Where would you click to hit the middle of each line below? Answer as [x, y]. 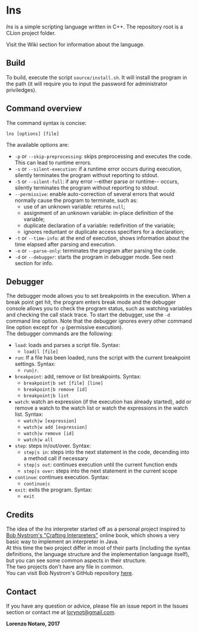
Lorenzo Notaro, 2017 [33, 624]
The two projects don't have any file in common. [65, 567]
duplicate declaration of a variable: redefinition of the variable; [99, 225]
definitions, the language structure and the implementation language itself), [98, 554]
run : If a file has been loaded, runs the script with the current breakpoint [103, 358]
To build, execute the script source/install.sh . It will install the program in [97, 77]
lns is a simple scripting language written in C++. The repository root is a [95, 27]
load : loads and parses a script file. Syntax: [67, 345]
